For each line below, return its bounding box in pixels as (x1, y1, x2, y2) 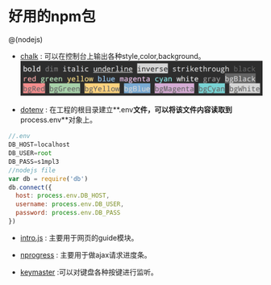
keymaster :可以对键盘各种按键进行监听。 (19, 267, 159, 277)
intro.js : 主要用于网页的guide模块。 (19, 233, 139, 242)
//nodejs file (8, 166, 56, 174)
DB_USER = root (8, 149, 52, 157)
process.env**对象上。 (19, 115, 97, 125)
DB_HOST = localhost (8, 140, 70, 149)
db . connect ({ (8, 183, 52, 191)
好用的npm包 (8, 7, 96, 26)
